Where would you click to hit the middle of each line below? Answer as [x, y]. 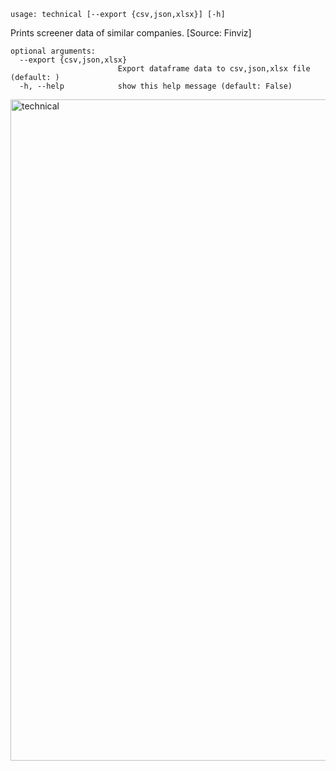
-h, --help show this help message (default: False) [156, 86]
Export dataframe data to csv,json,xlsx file [214, 69]
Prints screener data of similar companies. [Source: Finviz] [131, 33]
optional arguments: [53, 51]
